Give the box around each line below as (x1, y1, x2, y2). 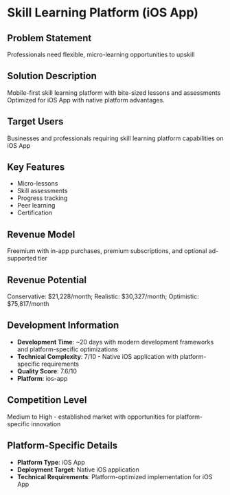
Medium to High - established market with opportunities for (7, 412, 175, 421)
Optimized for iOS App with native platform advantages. (7, 96, 165, 104)
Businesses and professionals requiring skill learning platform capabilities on (7, 134, 224, 142)
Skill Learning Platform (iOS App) (7, 5, 199, 21)
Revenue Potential (7, 274, 87, 286)
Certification (16, 208, 53, 217)
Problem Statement (7, 32, 92, 44)
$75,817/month (7, 300, 49, 308)
